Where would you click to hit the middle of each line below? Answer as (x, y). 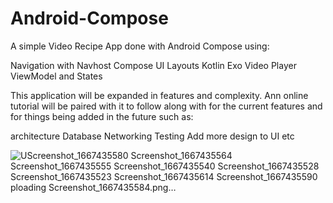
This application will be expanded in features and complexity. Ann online (159, 95)
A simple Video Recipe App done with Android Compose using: (140, 46)
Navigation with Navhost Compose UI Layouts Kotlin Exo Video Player (153, 65)
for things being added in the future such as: (102, 116)
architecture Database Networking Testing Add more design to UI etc (152, 136)
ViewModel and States (56, 76)
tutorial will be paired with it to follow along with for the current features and (166, 106)
